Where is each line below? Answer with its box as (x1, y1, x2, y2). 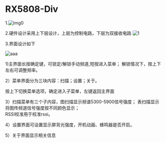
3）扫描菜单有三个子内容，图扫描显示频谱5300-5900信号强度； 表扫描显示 (5, 98, 160, 105)
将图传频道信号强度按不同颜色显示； (5, 105, 80, 111)
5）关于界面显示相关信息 (5, 132, 56, 138)
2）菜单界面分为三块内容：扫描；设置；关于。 (5, 77, 100, 83)
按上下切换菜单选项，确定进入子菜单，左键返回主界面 (5, 88, 115, 94)
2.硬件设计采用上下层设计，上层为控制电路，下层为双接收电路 (5, 30, 132, 36)
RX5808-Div (5, 3, 58, 15)
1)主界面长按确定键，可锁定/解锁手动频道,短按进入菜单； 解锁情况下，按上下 (5, 61, 161, 67)
